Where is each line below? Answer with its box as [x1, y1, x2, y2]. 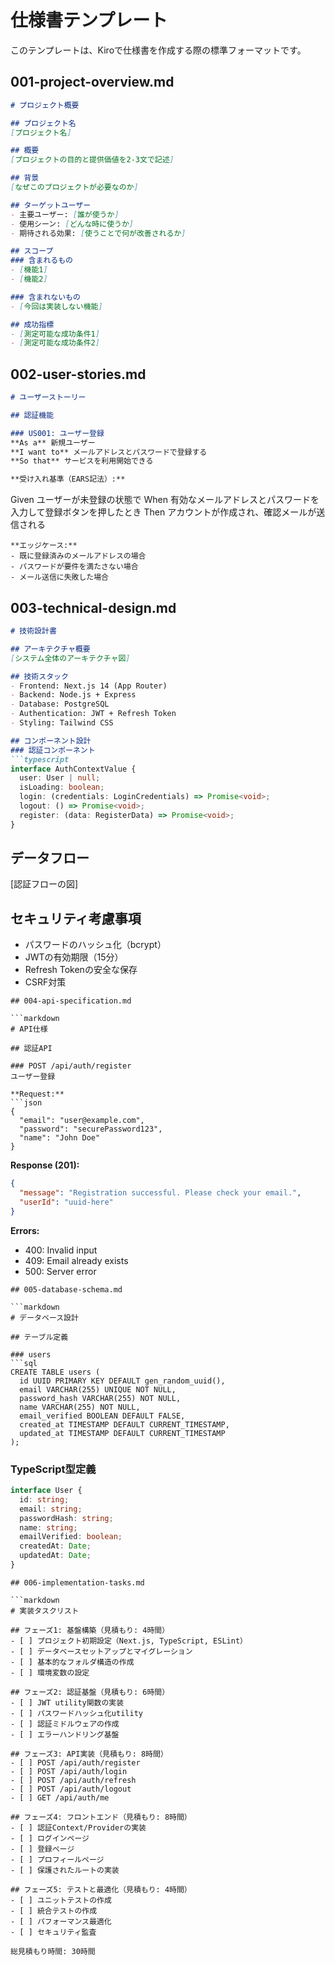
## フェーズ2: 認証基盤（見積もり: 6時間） [10, 1687, 170, 1697]
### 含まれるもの [10, 256, 73, 266]
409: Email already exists [24, 1254, 129, 1266]
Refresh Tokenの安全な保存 [24, 964, 138, 976]
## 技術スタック [10, 671, 69, 681]
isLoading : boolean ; [19, 782, 105, 793]
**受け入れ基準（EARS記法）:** [10, 474, 126, 485]
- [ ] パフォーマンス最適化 [10, 1916, 112, 1926]
